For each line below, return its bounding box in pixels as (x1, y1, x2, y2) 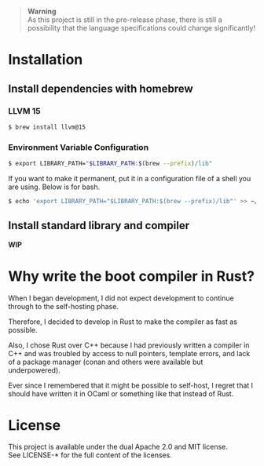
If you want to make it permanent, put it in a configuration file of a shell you (8, 173, 251, 183)
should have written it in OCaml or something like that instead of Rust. (8, 388, 234, 399)
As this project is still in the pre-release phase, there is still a (27, 15, 222, 24)
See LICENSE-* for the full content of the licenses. (8, 450, 173, 460)
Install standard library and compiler (8, 219, 190, 232)
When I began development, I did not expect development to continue (8, 293, 234, 303)
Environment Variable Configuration (8, 141, 149, 152)
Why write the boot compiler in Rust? (8, 267, 255, 285)
